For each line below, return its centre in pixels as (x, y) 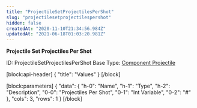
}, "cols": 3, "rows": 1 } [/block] (44, 99)
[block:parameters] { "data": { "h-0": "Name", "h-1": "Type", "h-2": (88, 86)
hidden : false (24, 23)
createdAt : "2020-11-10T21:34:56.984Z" (56, 28)
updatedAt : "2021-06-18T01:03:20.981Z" (56, 34)
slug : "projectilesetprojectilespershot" (59, 17)
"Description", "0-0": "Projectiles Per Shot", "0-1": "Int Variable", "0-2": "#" (98, 92)
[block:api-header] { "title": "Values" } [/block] (63, 74)
